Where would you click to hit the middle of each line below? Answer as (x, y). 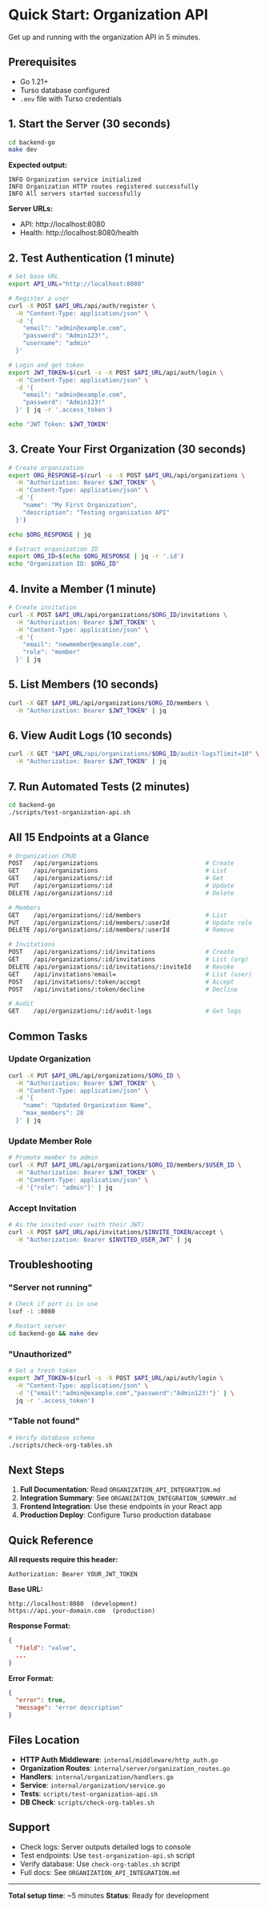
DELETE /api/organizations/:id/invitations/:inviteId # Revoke (121, 967)
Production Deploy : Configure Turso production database (116, 1515)
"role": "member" (52, 652)
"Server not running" (50, 1287)
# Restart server (37, 1325)
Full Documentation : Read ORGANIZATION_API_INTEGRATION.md (120, 1489)
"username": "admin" (57, 343)
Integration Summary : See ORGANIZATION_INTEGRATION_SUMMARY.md (128, 1498)
